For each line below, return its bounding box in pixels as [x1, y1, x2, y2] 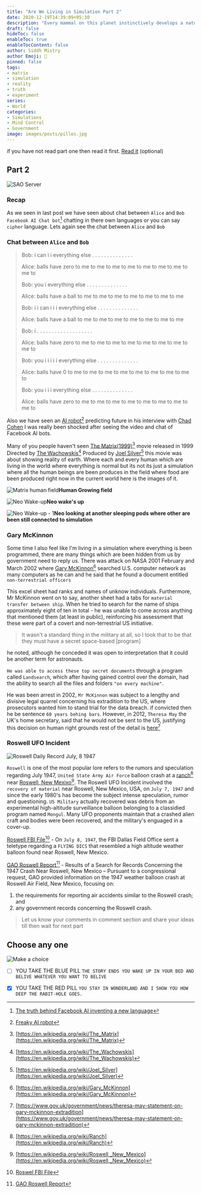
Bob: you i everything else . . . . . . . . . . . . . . [21, 280, 128, 288]
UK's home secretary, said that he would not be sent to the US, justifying [7, 716, 185, 724]
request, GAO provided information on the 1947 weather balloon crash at [7, 874, 185, 881]
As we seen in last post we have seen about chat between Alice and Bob [7, 209, 185, 216]
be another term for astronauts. [7, 655, 84, 663]
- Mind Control [7, 120, 45, 126]
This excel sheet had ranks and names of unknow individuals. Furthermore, [7, 587, 191, 595]
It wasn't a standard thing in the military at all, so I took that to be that [21, 631, 192, 638]
